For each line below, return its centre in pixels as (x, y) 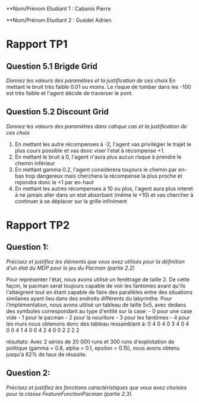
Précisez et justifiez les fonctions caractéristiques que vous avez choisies (97, 387)
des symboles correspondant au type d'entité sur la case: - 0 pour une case (99, 311)
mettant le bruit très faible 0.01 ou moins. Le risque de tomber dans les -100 (99, 87)
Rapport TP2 (38, 225)
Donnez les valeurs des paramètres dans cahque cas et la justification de (97, 126)
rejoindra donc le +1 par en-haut (54, 182)
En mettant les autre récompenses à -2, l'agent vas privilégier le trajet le (103, 144)
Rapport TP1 (37, 44)
